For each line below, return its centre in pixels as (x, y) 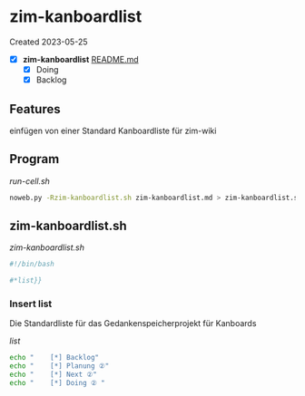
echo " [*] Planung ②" (59, 366)
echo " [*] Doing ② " (58, 383)
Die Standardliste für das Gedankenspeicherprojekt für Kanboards (133, 324)
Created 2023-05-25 (49, 42)
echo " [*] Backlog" (54, 358)
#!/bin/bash (32, 265)
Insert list (31, 304)
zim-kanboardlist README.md (80, 59)
